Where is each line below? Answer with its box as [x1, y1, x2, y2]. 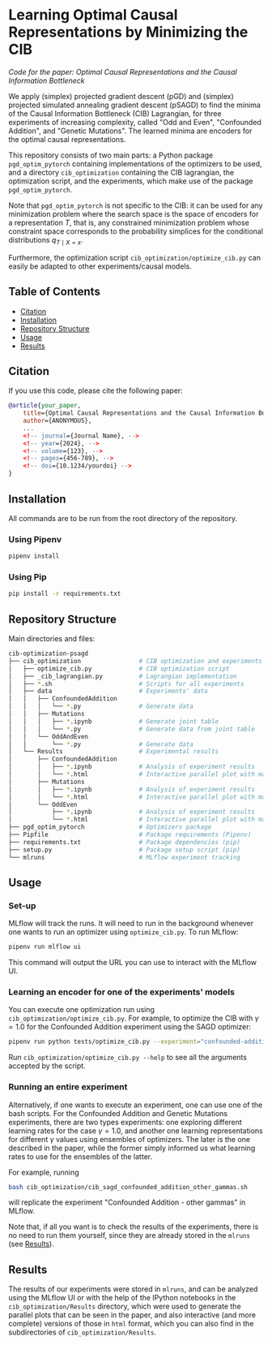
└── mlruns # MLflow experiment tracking [8, 853, 241, 861]
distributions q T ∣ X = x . [8, 235, 83, 247]
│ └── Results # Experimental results [8, 748, 219, 756]
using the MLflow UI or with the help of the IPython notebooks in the [8, 1293, 236, 1303]
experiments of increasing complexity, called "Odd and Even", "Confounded [8, 117, 261, 127]
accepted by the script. [8, 1061, 87, 1071]
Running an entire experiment [8, 1081, 128, 1093]
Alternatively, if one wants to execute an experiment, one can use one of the [8, 1100, 263, 1110]
